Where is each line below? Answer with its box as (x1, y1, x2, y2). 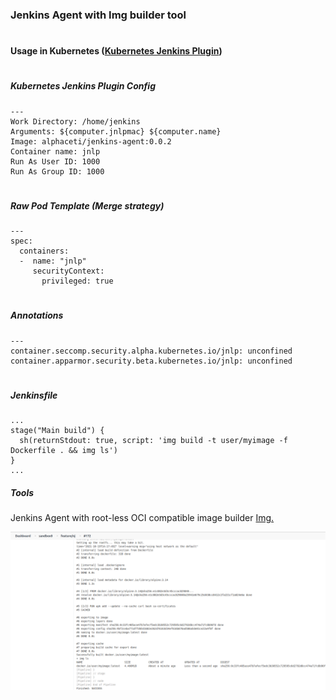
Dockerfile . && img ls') (10, 446, 118, 456)
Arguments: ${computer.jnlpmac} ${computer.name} (10, 126, 222, 137)
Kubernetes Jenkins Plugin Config (10, 80, 156, 92)
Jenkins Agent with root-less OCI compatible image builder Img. (10, 512, 275, 524)
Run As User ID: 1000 (10, 156, 101, 167)
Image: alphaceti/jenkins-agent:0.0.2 (10, 136, 172, 147)
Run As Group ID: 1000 (10, 166, 105, 177)
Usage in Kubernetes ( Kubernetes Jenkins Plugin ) (10, 45, 223, 57)
